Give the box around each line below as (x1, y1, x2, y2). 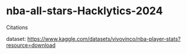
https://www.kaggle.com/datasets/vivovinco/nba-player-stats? (27, 35, 181, 42)
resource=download (6, 42, 56, 49)
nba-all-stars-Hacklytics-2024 (6, 4, 163, 18)
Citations (6, 24, 28, 31)
